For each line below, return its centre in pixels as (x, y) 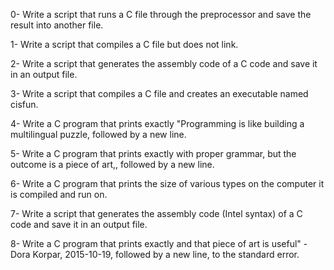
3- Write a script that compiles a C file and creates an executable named (159, 93)
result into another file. (57, 25)
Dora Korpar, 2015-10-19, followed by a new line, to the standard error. (155, 254)
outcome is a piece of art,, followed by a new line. (112, 164)
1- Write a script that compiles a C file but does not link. (124, 44)
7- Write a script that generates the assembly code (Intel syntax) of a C (156, 213)
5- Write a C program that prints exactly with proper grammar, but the (153, 153)
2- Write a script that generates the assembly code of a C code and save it (164, 63)
